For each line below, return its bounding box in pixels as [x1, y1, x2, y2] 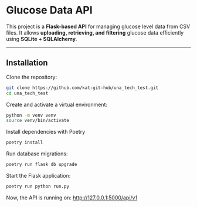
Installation [6, 58, 48, 68]
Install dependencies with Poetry [6, 128, 86, 135]
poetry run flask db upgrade [6, 162, 77, 168]
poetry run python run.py [6, 184, 69, 189]
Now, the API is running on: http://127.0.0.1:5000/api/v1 [6, 194, 138, 201]
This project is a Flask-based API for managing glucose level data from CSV [6, 23, 191, 30]
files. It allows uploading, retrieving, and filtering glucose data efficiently [6, 29, 184, 36]
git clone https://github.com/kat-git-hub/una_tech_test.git [6, 84, 159, 91]
